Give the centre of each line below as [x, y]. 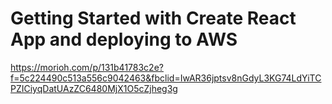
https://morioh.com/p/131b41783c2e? [87, 67]
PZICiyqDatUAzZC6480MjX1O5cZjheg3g [94, 88]
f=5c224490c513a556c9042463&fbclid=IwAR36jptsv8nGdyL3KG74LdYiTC [166, 78]
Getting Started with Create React [153, 18]
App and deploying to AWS [124, 39]
